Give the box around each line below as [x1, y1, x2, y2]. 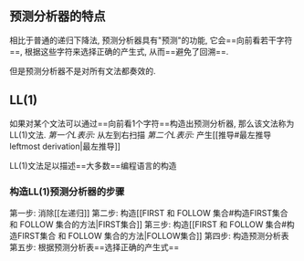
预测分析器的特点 [9, 8, 106, 25]
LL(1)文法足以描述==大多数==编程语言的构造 [9, 160, 177, 171]
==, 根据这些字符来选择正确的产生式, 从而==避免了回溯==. [9, 46, 229, 57]
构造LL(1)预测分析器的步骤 [9, 185, 125, 198]
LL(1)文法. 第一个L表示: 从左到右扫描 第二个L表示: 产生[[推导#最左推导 [9, 129, 272, 140]
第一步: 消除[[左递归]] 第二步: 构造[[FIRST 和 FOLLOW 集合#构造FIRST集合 [9, 207, 289, 218]
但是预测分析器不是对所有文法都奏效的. [9, 65, 157, 76]
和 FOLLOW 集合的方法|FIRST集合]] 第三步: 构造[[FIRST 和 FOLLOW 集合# [9, 218, 288, 230]
